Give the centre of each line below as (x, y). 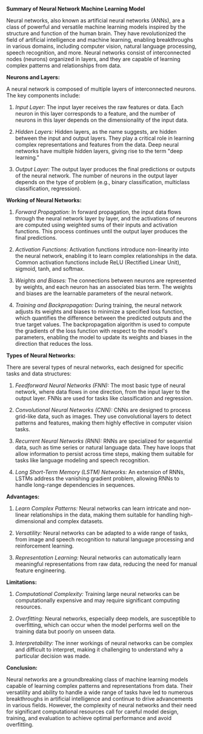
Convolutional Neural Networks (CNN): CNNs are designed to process (103, 410)
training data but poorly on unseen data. (65, 631)
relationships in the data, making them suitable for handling (105, 515)
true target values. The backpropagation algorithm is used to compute (102, 324)
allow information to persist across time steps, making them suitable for (104, 454)
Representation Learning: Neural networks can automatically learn (98, 557)
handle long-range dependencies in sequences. (75, 485)
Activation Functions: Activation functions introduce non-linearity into (102, 250)
